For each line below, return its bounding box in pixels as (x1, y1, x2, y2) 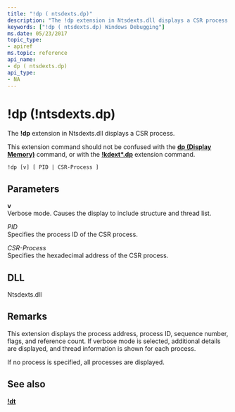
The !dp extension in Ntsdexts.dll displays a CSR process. (7, 129, 175, 138)
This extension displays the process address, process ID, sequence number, (7, 329, 229, 337)
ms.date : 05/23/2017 (7, 30, 68, 37)
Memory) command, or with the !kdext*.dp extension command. (7, 150, 196, 159)
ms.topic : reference (7, 50, 68, 57)
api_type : (7, 69, 37, 76)
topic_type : (7, 37, 42, 44)
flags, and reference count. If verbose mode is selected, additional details (7, 337, 221, 345)
